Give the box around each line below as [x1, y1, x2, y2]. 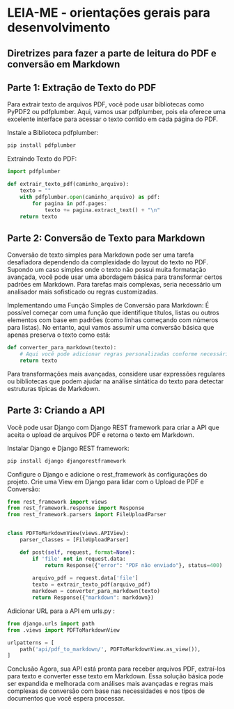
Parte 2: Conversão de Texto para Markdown [7, 232, 205, 244]
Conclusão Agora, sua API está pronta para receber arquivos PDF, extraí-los [7, 664, 226, 673]
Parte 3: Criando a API [7, 405, 105, 417]
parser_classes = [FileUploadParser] [19, 536, 130, 543]
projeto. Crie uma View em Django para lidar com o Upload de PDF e [7, 477, 204, 486]
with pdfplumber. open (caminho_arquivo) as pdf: [19, 193, 160, 200]
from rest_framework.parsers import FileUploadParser [7, 511, 167, 518]
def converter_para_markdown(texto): [7, 344, 117, 351]
